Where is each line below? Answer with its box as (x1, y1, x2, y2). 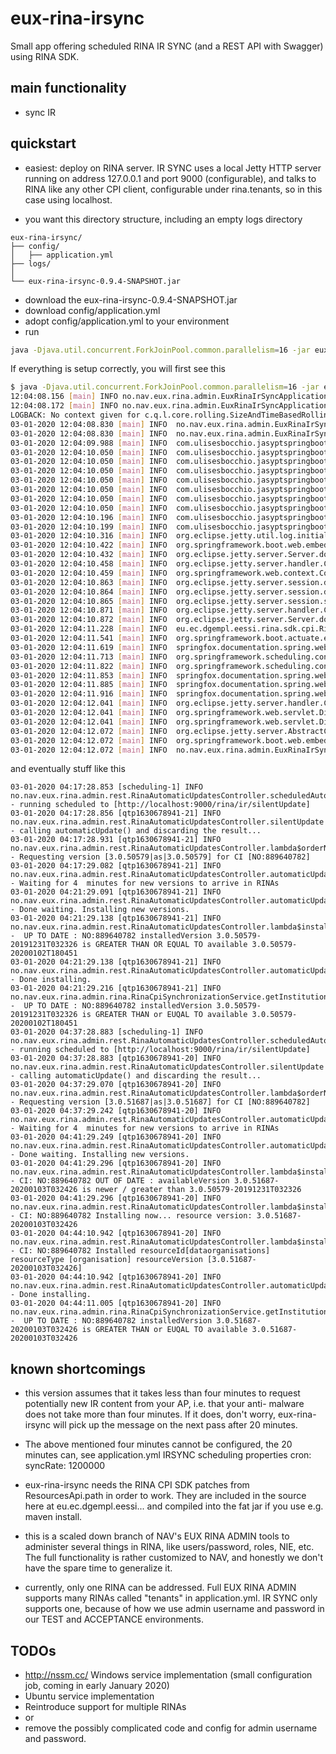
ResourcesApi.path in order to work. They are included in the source (24, 1490, 307, 1502)
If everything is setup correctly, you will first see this (10, 363, 226, 375)
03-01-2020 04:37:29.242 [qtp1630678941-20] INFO (10, 1106, 222, 1116)
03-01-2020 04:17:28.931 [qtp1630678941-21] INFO (10, 835, 222, 845)
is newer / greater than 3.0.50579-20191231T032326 (81, 1185, 302, 1195)
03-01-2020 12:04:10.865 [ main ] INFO (10, 596, 168, 606)
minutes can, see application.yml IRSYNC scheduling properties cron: (24, 1449, 312, 1461)
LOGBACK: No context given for (10, 410, 141, 421)
